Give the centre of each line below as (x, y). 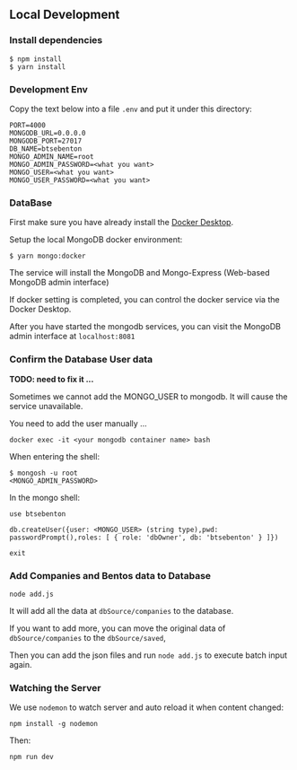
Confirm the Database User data (81, 360)
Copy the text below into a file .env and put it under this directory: (131, 109)
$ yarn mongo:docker (48, 256)
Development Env (48, 89)
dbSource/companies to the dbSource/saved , (87, 637)
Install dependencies (56, 40)
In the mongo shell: (45, 497)
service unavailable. (46, 406)
